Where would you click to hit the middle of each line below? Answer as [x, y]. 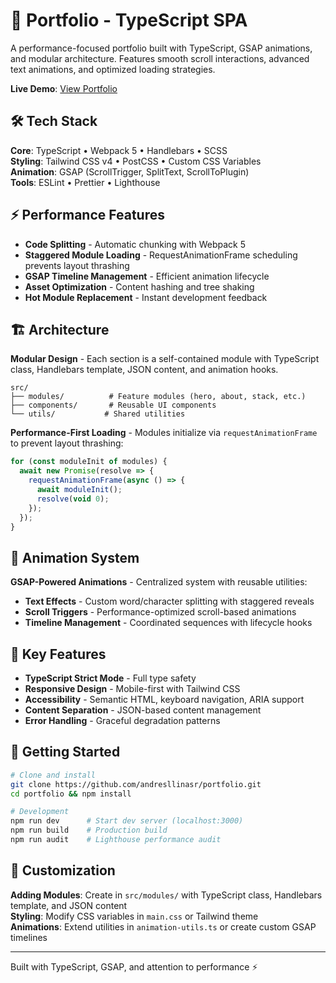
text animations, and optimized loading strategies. [113, 69]
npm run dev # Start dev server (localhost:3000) [127, 821]
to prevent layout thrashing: [67, 443]
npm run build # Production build [89, 830]
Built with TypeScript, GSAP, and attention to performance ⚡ [134, 966]
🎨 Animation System [75, 557]
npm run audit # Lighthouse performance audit [116, 840]
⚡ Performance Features [87, 215]
